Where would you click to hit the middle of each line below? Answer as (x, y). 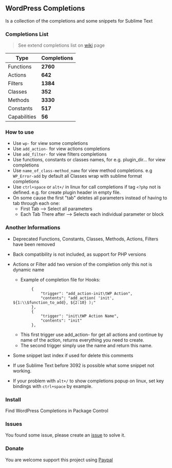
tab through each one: (36, 203)
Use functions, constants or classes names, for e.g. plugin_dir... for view (89, 160)
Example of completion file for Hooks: (60, 279)
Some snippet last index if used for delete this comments (73, 355)
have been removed (34, 244)
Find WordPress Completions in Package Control (57, 411)
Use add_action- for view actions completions (61, 149)
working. (22, 371)
